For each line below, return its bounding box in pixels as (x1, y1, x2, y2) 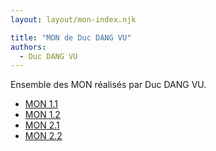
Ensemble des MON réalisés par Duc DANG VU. (10, 79, 207, 91)
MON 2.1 (24, 119, 60, 131)
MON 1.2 (24, 109, 61, 121)
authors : (10, 42, 47, 52)
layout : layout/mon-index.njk (10, 14, 137, 25)
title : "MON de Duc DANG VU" (10, 32, 132, 43)
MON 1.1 (24, 98, 58, 110)
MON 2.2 (24, 130, 63, 142)
